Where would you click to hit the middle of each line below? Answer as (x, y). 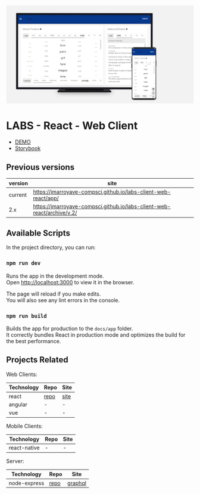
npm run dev (24, 263)
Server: (15, 461)
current (18, 195)
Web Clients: (22, 374)
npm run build (26, 316)
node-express (26, 483)
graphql (77, 483)
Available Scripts (38, 233)
